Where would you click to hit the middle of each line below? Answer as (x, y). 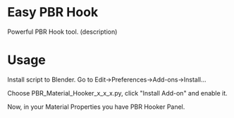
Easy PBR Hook (53, 12)
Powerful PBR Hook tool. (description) (62, 32)
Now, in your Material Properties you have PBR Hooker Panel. (96, 107)
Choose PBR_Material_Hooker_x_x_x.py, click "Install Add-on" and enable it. (117, 93)
